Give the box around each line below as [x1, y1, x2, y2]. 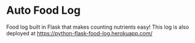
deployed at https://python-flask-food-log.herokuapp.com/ [6, 29, 153, 36]
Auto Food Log [6, 4, 81, 17]
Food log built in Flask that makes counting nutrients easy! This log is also [6, 23, 190, 30]
